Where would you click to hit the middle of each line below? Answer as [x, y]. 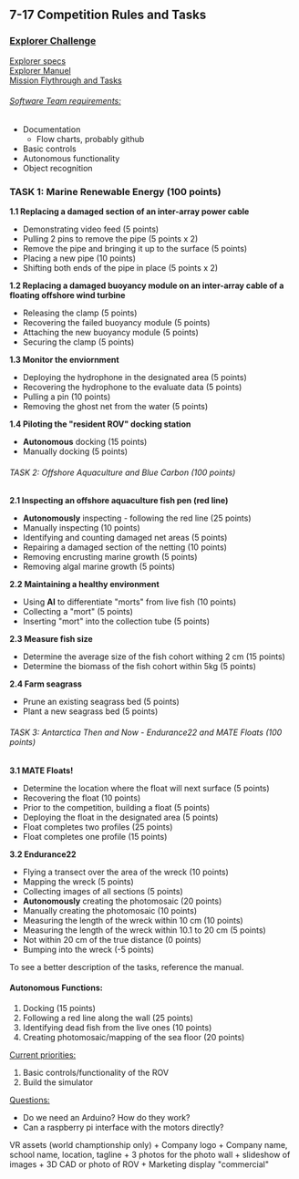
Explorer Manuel [40, 70]
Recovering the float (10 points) [82, 798]
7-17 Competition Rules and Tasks [108, 15]
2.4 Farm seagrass [46, 684]
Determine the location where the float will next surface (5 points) [146, 788]
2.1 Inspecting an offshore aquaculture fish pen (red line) [119, 501]
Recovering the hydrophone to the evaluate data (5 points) [132, 388]
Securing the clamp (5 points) [78, 342]
